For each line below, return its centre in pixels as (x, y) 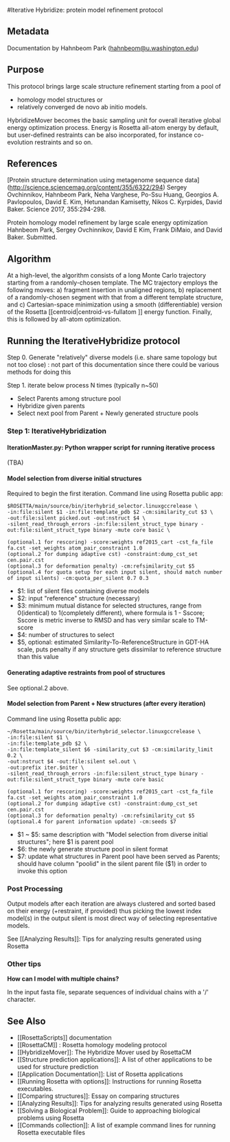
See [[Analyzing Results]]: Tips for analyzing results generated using (104, 939)
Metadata (28, 31)
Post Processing (35, 888)
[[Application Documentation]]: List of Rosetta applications (100, 1074)
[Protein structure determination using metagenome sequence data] (103, 180)
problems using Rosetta (50, 1118)
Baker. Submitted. (32, 237)
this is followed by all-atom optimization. (64, 320)
